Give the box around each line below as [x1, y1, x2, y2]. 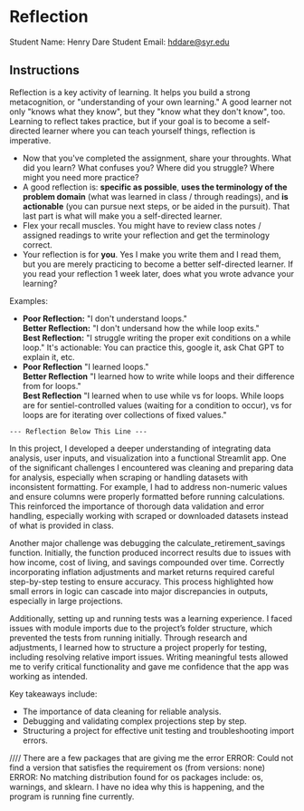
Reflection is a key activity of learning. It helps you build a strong [9, 86, 251, 97]
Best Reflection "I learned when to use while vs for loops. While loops [22, 390, 285, 401]
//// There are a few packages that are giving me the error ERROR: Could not [9, 752, 294, 763]
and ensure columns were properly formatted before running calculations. [9, 491, 285, 502]
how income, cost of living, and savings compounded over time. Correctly [9, 556, 285, 568]
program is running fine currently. [9, 791, 135, 802]
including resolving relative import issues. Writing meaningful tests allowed [9, 651, 289, 662]
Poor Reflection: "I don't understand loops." [22, 313, 188, 324]
